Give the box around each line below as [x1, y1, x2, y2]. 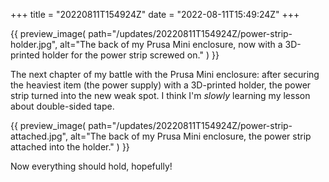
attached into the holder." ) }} [10, 141, 130, 153]
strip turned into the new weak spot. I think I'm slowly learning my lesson [10, 90, 311, 101]
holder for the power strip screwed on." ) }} [41, 49, 220, 61]
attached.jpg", [10, 130, 68, 142]
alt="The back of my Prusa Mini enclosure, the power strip [69, 130, 312, 142]
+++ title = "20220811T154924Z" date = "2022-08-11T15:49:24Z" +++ [10, 9, 300, 20]
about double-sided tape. [10, 100, 115, 112]
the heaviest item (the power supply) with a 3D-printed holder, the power [10, 79, 312, 91]
